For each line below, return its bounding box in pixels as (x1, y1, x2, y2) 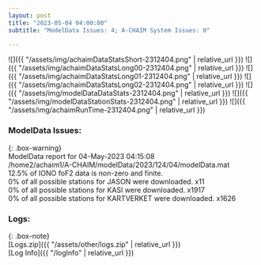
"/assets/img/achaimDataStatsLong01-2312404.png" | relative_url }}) (18, 72, 243, 81)
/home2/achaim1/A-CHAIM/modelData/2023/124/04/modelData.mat (8, 160, 230, 169)
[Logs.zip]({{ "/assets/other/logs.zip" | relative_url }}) (8, 239, 181, 249)
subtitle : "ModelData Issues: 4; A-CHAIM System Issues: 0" (8, 26, 211, 34)
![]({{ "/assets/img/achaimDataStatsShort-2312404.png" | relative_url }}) (8, 55, 244, 64)
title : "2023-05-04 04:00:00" (8, 19, 108, 27)
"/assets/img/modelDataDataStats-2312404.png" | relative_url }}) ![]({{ (18, 89, 248, 98)
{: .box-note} (8, 231, 50, 240)
